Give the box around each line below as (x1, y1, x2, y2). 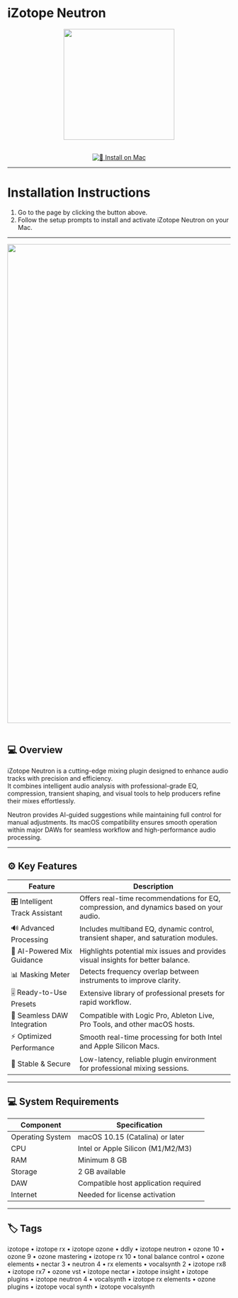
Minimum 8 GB (77, 1155, 127, 1165)
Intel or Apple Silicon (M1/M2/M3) (77, 1144, 193, 1154)
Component (20, 1120, 62, 1130)
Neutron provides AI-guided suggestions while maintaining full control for (7, 810, 222, 819)
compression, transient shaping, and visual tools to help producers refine (7, 789, 221, 798)
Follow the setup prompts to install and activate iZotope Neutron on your (17, 215, 229, 224)
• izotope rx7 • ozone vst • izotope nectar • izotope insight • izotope (7, 1267, 209, 1276)
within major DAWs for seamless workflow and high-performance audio (7, 825, 216, 834)
